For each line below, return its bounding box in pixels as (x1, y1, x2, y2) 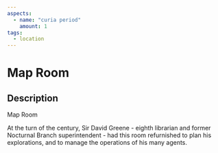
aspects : (7, 10, 32, 17)
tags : (7, 29, 23, 36)
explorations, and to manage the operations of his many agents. (7, 139, 187, 147)
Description (7, 92, 58, 104)
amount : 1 (19, 23, 48, 30)
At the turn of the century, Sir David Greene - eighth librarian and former (7, 124, 211, 132)
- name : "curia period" (13, 16, 81, 23)
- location (13, 36, 45, 43)
